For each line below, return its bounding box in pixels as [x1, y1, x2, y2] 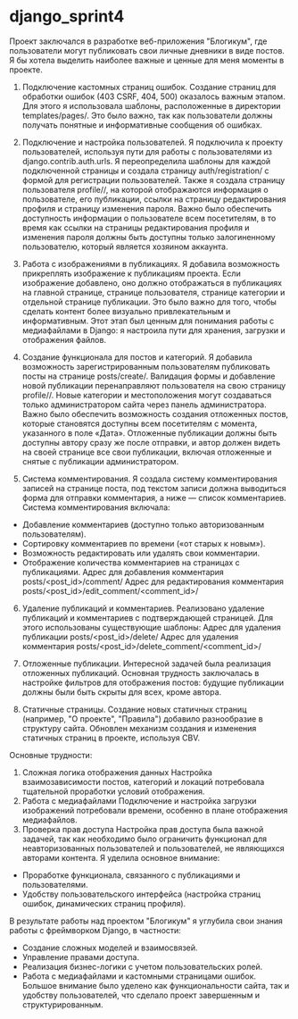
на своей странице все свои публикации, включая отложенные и [21, 447, 272, 457]
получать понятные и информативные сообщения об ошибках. [21, 119, 263, 130]
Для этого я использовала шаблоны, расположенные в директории [21, 100, 281, 111]
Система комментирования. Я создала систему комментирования [21, 473, 278, 484]
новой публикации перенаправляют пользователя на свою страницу [21, 380, 286, 390]
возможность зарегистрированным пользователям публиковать [21, 361, 270, 372]
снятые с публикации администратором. [21, 455, 179, 466]
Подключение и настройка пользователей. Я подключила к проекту [21, 137, 284, 147]
